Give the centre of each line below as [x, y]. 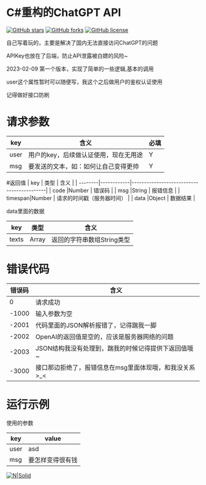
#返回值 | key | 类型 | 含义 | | [42, 182]
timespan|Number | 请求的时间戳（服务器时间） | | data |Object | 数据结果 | [101, 198]
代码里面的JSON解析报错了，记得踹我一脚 [96, 325]
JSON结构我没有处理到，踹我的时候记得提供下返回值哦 [114, 348]
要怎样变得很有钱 [53, 460]
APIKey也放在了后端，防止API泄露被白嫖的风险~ [67, 55]
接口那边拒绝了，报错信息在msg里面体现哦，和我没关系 [115, 367]
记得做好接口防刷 [28, 95]
